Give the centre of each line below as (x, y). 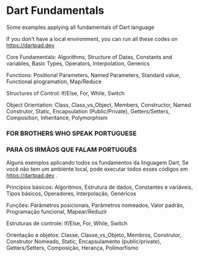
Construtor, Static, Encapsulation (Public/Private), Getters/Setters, (88, 111)
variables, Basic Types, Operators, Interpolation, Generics (78, 63)
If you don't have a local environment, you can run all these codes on (92, 39)
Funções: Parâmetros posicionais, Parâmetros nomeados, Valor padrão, (95, 205)
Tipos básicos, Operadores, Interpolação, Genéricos (71, 194)
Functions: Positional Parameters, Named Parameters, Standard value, (93, 75)
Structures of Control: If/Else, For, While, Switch (65, 93)
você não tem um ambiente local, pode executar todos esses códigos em (97, 169)
